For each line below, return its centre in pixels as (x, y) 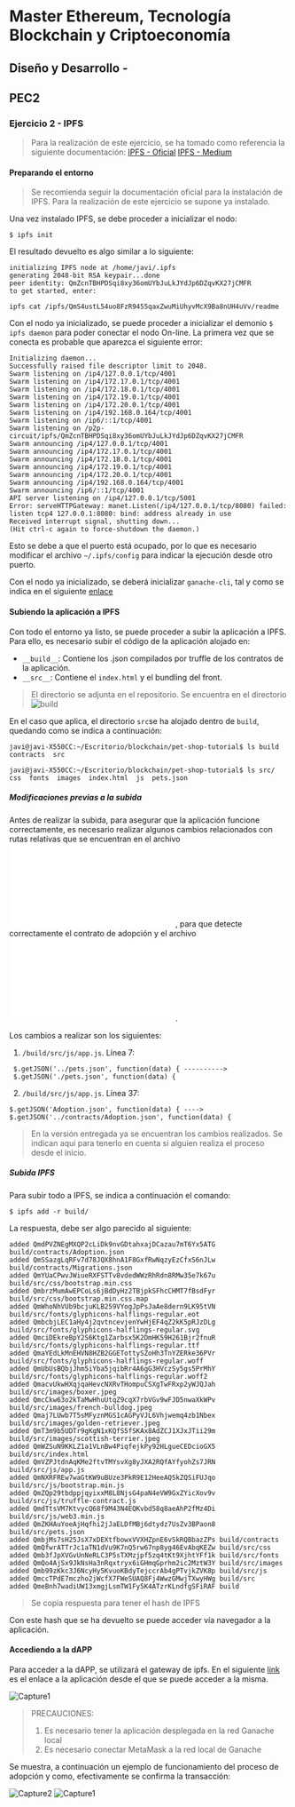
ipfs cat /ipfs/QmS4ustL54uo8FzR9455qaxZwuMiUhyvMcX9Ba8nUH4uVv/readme (144, 307)
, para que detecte (209, 923)
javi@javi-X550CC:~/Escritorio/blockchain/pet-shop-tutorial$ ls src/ (142, 770)
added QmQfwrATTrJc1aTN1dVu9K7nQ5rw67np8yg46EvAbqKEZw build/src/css (140, 1548)
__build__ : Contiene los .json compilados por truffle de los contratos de (152, 658)
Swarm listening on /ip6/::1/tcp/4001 (81, 421)
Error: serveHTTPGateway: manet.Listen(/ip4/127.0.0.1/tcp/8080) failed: (148, 506)
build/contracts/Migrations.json (71, 1268)
